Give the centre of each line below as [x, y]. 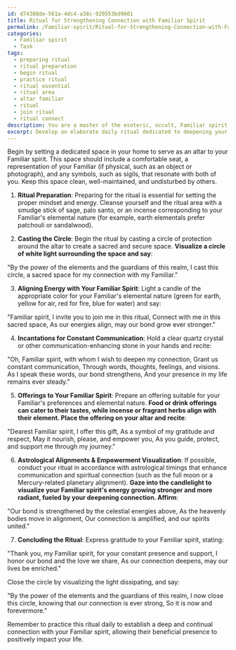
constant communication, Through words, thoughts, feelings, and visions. [114, 367]
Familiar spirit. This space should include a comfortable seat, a [98, 159]
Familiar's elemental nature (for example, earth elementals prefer [111, 218]
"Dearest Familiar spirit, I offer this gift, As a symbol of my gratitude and [111, 432]
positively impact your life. [45, 639]
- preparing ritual [42, 60]
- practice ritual [41, 79]
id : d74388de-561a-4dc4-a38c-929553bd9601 [70, 14]
